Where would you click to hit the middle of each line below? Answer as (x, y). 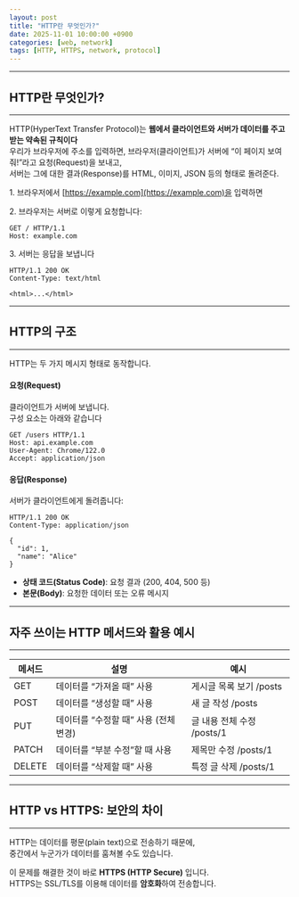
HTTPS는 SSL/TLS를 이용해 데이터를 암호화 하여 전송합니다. (113, 883)
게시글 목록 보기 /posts (237, 686)
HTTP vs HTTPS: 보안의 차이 (86, 811)
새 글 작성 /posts (224, 703)
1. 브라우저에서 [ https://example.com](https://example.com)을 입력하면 (136, 192)
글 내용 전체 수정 (223, 720)
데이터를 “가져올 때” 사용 (104, 686)
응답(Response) (38, 479)
